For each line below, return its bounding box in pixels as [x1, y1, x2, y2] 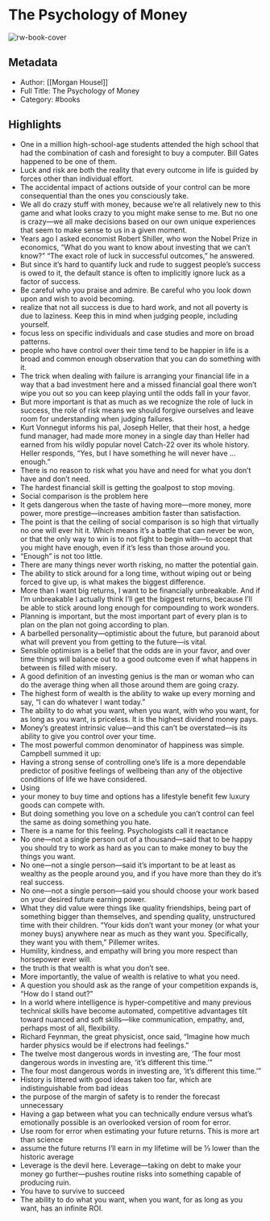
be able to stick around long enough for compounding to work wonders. [19, 602, 260, 612]
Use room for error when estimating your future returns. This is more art [19, 1126, 260, 1135]
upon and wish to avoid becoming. [19, 293, 135, 304]
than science [19, 1135, 64, 1144]
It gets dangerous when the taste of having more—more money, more [19, 499, 251, 510]
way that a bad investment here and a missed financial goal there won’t [19, 380, 257, 389]
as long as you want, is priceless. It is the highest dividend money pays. [19, 714, 259, 724]
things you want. [19, 851, 76, 861]
